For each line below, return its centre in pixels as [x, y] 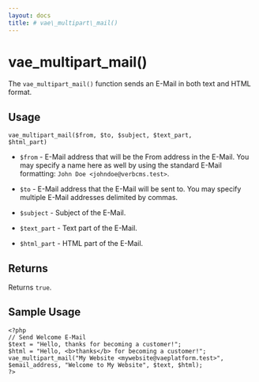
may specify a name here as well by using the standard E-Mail [121, 165]
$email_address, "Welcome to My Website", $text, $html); [105, 365]
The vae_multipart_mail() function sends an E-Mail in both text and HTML [129, 84]
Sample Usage [45, 312]
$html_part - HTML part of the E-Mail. [81, 244]
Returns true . [30, 287]
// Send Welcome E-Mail [47, 337]
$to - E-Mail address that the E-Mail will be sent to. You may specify [130, 189]
